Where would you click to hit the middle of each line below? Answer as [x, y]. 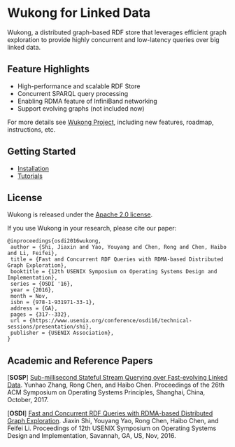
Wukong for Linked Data [79, 13]
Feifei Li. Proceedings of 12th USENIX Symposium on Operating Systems [112, 428]
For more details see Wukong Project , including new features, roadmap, [111, 122]
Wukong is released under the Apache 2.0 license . [80, 214]
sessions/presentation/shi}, [50, 327]
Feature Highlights [48, 69]
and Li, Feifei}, [33, 254]
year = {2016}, [32, 290]
